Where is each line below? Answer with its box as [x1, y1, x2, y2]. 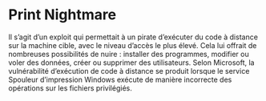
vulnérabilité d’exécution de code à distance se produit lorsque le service [8, 66, 250, 75]
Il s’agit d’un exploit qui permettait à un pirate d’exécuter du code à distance [8, 32, 259, 42]
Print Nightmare [8, 6, 117, 24]
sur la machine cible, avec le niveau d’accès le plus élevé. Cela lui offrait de [8, 40, 257, 50]
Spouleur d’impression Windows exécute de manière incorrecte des [8, 75, 232, 84]
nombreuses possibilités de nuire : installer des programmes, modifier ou [8, 49, 250, 59]
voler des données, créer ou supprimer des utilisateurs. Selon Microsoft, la [8, 58, 255, 67]
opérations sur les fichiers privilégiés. [8, 83, 132, 93]
